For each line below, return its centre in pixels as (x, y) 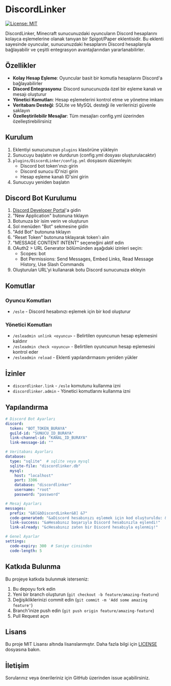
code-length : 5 (26, 551)
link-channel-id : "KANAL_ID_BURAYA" (49, 438)
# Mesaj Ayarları (24, 504)
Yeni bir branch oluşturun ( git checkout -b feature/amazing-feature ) (86, 594)
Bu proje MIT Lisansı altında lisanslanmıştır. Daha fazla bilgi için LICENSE (81, 644)
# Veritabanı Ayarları (29, 452)
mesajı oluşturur (30, 94)
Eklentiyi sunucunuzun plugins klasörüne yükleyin (65, 149)
